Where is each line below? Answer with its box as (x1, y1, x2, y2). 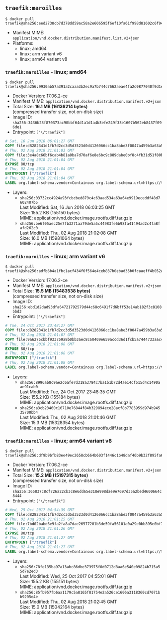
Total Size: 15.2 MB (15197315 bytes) (12, 472, 88, 478)
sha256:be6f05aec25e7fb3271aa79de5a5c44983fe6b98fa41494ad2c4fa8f (19, 221, 161, 226)
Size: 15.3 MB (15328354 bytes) (19, 419, 85, 426)
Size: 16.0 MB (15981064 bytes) (19, 235, 84, 241)
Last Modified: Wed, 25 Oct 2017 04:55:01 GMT (19, 573, 117, 579)
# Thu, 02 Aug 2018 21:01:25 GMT (5, 516, 75, 522)
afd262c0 (19, 225, 38, 230)
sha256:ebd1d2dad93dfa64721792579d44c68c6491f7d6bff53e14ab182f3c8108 (12, 305, 162, 310)
